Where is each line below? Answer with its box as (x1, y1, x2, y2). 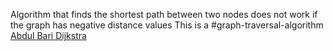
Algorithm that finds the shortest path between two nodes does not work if (10, 9, 318, 20)
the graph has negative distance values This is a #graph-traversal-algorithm (10, 19, 324, 31)
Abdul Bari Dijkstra (10, 30, 87, 41)
